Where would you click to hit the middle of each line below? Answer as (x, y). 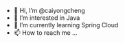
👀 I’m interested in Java (47, 18)
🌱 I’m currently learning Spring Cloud (66, 25)
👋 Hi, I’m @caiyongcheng (49, 11)
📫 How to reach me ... (45, 33)
